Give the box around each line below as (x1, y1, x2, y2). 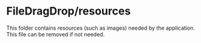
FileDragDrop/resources (6, 4, 131, 18)
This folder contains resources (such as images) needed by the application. (6, 24, 196, 31)
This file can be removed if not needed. (6, 30, 105, 38)
